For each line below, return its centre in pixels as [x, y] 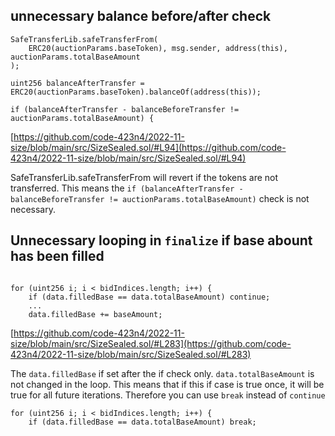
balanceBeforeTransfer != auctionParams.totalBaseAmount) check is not [160, 198]
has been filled [57, 256]
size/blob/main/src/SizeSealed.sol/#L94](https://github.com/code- [148, 147]
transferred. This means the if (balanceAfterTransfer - [127, 188]
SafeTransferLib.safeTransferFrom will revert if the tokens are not [144, 177]
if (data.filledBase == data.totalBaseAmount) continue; [149, 297]
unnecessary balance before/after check [141, 16]
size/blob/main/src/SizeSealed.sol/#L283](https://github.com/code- [151, 343]
